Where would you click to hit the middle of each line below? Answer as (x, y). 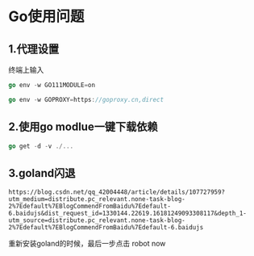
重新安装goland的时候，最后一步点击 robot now (87, 244)
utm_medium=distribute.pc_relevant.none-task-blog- (97, 199)
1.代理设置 (34, 49)
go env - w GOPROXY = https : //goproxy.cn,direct (86, 99)
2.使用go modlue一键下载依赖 (83, 127)
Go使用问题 (46, 17)
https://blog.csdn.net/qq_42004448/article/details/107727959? (117, 192)
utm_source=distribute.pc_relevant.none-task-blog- (97, 220)
